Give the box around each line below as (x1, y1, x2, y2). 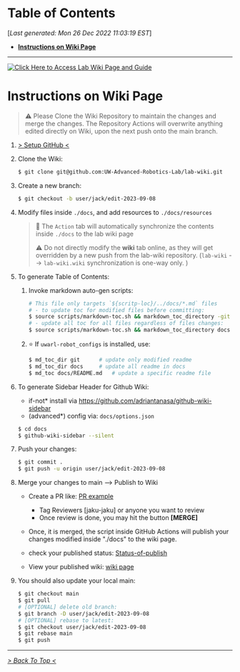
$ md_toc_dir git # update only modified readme (28, 356, 192, 363)
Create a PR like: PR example (28, 492, 114, 501)
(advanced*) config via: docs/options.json (28, 411, 155, 420)
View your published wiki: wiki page (28, 563, 134, 571)
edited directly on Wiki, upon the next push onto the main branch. (24, 126, 218, 135)
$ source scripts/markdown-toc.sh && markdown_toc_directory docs (28, 326, 231, 334)
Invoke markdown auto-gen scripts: (28, 286, 134, 294)
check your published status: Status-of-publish (28, 548, 168, 558)
